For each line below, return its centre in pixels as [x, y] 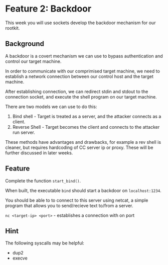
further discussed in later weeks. [39, 153]
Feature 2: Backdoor [48, 9]
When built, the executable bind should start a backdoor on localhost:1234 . [83, 190]
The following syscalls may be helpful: [45, 243]
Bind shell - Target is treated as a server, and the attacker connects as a [87, 116]
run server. [24, 132]
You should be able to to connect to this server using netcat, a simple [77, 200]
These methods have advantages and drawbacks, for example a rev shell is [83, 142]
